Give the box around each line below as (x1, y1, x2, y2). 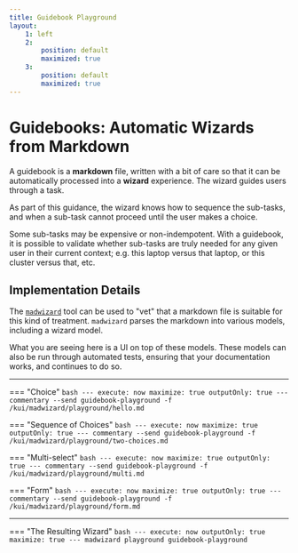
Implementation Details (9, 282, 141, 298)
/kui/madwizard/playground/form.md (9, 502, 141, 511)
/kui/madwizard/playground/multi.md (9, 469, 145, 478)
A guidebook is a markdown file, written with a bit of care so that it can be (9, 165, 281, 176)
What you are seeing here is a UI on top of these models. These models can (9, 342, 286, 353)
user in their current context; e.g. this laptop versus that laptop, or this (9, 247, 265, 258)
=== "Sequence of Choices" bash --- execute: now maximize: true (9, 420, 259, 430)
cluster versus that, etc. (9, 257, 96, 268)
